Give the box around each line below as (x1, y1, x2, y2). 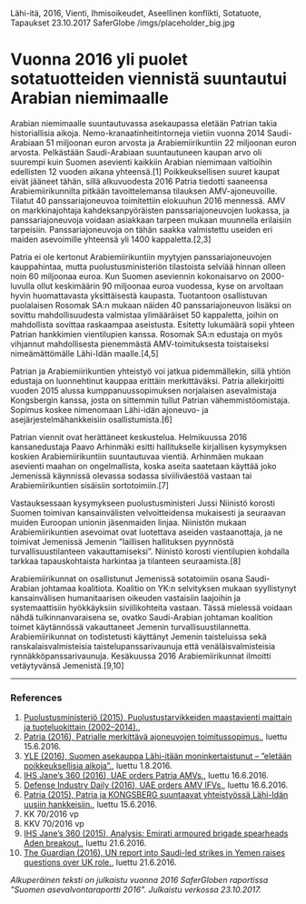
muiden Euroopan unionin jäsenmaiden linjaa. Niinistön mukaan (10, 517, 247, 527)
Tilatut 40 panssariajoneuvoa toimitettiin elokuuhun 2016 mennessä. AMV (10, 195, 286, 206)
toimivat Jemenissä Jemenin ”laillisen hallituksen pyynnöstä (10, 536, 234, 547)
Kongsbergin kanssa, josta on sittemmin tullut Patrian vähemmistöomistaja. (10, 395, 291, 406)
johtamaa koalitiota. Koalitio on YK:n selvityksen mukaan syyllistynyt (41, 582, 297, 594)
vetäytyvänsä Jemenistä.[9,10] (10, 659, 125, 671)
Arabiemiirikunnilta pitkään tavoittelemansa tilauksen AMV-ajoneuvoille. (10, 186, 278, 196)
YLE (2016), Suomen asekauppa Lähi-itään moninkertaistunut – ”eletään (23, 750, 292, 762)
